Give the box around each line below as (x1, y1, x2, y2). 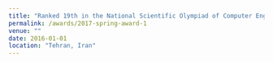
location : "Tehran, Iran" (8, 42, 96, 50)
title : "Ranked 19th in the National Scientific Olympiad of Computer (8, 11, 253, 20)
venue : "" (8, 27, 42, 35)
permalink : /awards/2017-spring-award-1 (8, 19, 148, 27)
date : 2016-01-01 (8, 34, 67, 43)
